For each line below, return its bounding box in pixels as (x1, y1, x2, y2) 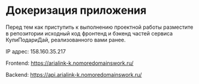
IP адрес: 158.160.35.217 (5, 47, 67, 55)
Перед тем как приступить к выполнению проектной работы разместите (5, 23, 194, 31)
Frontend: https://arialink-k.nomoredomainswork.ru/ (5, 59, 134, 67)
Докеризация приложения (5, 4, 147, 17)
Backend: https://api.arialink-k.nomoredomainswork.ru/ (5, 71, 142, 78)
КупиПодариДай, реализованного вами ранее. (5, 36, 126, 43)
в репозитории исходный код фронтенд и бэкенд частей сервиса (5, 29, 173, 37)
